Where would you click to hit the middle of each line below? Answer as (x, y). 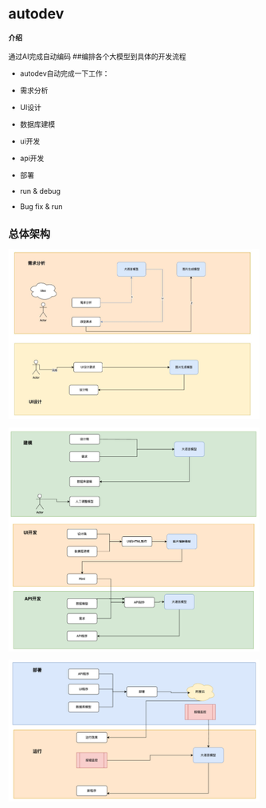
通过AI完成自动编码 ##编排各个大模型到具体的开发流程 (98, 57)
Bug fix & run (41, 207)
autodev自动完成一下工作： (65, 73)
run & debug (40, 191)
